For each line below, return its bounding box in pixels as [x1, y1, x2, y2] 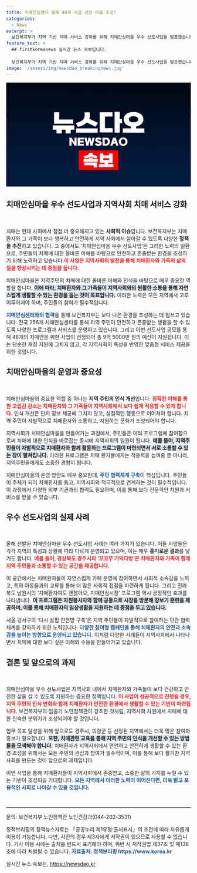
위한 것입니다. [6, 348, 38, 355]
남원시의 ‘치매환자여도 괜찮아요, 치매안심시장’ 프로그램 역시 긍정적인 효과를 [16, 589, 188, 596]
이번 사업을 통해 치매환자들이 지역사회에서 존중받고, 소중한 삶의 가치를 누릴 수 [6, 770, 183, 777]
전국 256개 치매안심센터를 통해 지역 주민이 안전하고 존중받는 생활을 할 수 [18, 318, 185, 325]
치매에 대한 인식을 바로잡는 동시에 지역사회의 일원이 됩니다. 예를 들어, [16, 436, 175, 444]
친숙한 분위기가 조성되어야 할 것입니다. [12, 715, 100, 722]
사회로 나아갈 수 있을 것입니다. [21, 784, 90, 791]
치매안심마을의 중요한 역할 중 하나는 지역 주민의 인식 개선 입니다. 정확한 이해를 [6, 395, 182, 402]
